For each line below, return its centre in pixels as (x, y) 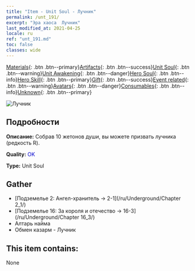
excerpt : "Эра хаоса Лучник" (43, 22)
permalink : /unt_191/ (33, 17)
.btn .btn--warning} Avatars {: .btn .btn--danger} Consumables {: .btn (88, 86)
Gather (19, 184)
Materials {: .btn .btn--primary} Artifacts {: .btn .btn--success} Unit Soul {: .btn (98, 67)
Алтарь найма (32, 224)
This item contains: (42, 248)
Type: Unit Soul (25, 166)
